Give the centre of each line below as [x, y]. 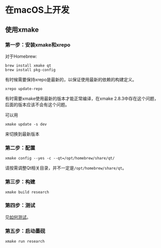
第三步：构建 [20, 182]
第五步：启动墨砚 [25, 231]
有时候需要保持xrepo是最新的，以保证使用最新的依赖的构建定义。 [71, 79]
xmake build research [27, 192]
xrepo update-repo [24, 89]
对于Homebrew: [21, 56]
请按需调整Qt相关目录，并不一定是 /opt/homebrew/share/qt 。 [66, 168]
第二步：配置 [20, 148]
